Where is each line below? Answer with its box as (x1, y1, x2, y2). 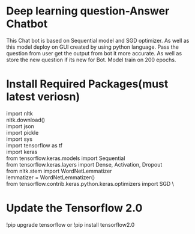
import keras (6, 148, 38, 155)
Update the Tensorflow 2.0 (6, 202, 143, 215)
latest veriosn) (6, 90, 80, 103)
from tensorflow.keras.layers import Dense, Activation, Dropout (6, 161, 163, 168)
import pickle (6, 129, 39, 136)
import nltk (6, 109, 33, 117)
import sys (6, 135, 33, 143)
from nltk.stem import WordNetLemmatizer (6, 167, 112, 174)
